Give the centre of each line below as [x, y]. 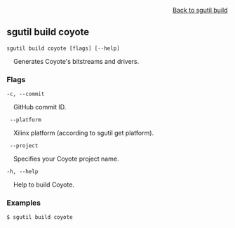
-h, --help [22, 172]
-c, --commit [26, 94]
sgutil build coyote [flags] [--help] [63, 48]
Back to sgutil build [200, 10]
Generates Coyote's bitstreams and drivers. [76, 61]
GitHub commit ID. [40, 107]
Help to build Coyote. [44, 185]
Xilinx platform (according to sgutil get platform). [83, 133]
